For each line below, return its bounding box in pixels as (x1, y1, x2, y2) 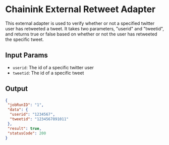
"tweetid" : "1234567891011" (10, 117, 69, 122)
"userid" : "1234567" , (10, 112, 55, 117)
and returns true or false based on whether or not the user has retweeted (5, 31, 157, 37)
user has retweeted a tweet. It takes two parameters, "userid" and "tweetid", (5, 25, 164, 31)
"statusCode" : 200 (7, 130, 46, 136)
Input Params (5, 51, 48, 60)
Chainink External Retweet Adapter (5, 4, 156, 15)
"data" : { (7, 107, 28, 112)
